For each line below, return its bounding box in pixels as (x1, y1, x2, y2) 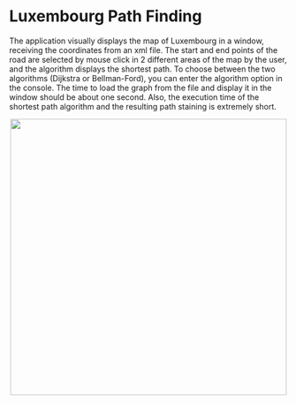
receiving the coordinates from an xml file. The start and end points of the (9, 44, 278, 55)
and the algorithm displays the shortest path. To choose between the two (9, 64, 276, 74)
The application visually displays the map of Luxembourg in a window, (9, 35, 264, 46)
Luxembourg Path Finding (9, 6, 202, 27)
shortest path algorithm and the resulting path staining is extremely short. (9, 101, 277, 111)
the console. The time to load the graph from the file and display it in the (9, 82, 272, 93)
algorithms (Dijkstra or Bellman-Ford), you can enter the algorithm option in (9, 72, 283, 83)
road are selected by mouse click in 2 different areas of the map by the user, (9, 54, 287, 65)
